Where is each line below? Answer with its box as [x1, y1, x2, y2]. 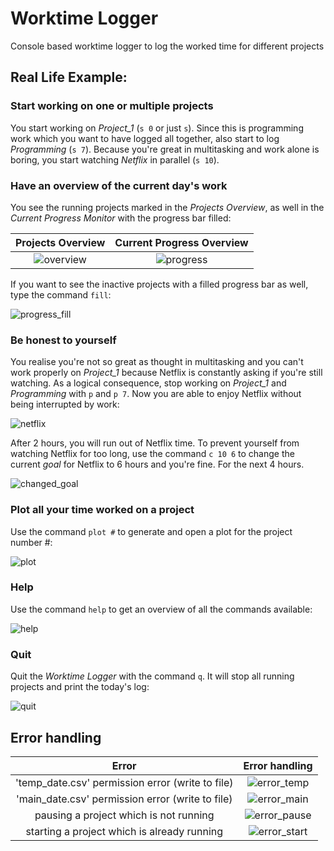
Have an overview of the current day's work [10, 178, 228, 192]
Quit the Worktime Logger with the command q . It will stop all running [10, 670, 295, 682]
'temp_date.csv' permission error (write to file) [15, 775, 234, 789]
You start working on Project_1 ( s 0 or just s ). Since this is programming [10, 122, 304, 134]
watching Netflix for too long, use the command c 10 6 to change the [10, 448, 295, 460]
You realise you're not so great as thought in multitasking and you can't [10, 356, 304, 368]
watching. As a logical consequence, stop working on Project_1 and [10, 377, 287, 389]
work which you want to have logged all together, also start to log [10, 132, 280, 144]
